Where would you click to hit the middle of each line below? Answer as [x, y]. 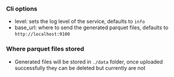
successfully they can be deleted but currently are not [80, 68]
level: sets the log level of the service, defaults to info [80, 22]
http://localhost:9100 [42, 34]
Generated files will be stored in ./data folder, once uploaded [88, 62]
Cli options [22, 9]
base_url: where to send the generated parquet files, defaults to [91, 27]
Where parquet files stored [45, 49]
